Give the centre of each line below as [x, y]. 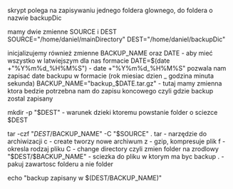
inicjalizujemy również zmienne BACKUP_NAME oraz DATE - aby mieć [110, 53]
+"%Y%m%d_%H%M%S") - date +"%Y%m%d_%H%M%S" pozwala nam [117, 68]
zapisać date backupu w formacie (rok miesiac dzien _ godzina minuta [111, 76]
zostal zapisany [30, 98]
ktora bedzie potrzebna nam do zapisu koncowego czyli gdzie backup [110, 91]
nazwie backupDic [35, 18]
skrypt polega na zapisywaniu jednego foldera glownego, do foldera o [110, 10]
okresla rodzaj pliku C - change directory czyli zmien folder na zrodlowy [113, 149]
